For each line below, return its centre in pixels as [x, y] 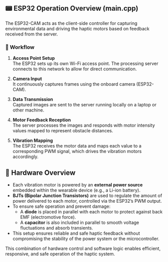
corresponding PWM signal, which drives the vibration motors [77, 152]
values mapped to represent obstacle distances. [63, 131]
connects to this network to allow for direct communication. [75, 69]
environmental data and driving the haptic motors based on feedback [77, 28]
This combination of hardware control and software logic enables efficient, [83, 248]
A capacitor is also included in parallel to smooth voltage [79, 222]
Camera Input [27, 79]
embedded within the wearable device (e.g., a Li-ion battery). [76, 190]
